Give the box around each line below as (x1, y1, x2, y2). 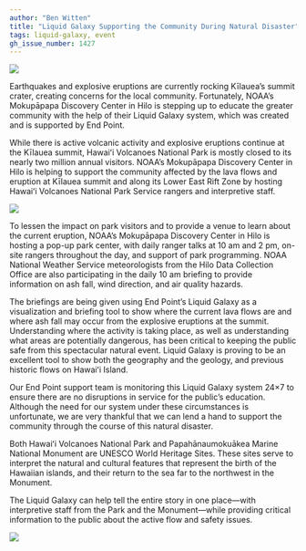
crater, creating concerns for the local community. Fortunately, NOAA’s (9, 90, 275, 101)
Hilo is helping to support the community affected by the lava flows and (9, 166, 278, 178)
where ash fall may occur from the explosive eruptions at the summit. (9, 316, 270, 327)
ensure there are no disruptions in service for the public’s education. (9, 391, 266, 402)
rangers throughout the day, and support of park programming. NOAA (25, 250, 287, 261)
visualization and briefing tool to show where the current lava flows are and (9, 307, 292, 317)
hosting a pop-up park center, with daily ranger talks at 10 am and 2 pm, (9, 240, 280, 251)
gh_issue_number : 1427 (9, 38, 96, 48)
